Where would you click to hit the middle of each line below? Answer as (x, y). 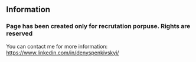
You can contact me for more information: (57, 46)
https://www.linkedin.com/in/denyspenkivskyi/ (63, 53)
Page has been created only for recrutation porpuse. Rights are (98, 26)
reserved (19, 33)
